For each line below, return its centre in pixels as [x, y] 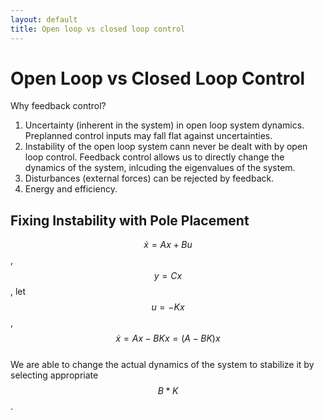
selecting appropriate [54, 375]
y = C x [168, 276]
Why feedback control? [58, 106]
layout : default [44, 19]
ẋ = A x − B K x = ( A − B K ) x [168, 338]
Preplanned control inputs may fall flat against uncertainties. [148, 136]
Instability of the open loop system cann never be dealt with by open [166, 147]
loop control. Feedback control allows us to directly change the [154, 157]
